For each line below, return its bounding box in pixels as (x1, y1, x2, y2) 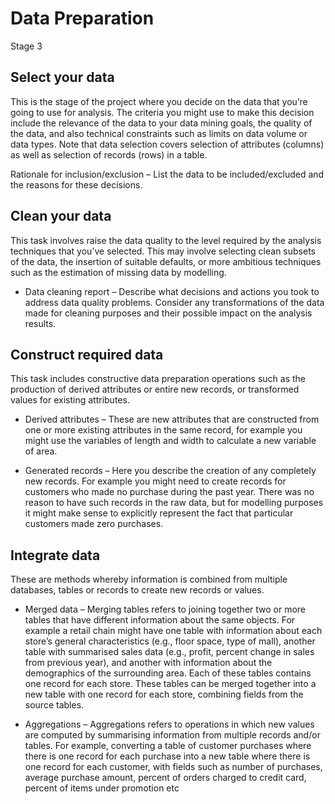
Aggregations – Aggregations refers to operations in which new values (24, 718, 315, 731)
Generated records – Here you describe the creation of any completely (24, 465, 317, 477)
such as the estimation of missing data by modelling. (10, 266, 227, 278)
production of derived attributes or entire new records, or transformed (10, 383, 300, 396)
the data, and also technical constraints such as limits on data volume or (10, 127, 308, 139)
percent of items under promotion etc (24, 782, 180, 794)
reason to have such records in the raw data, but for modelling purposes (24, 497, 324, 509)
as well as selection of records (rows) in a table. (10, 148, 208, 161)
